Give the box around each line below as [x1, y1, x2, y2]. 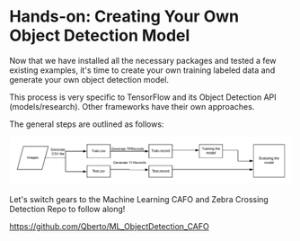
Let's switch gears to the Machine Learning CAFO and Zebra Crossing [9, 194, 269, 205]
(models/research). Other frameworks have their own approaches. [9, 101, 255, 112]
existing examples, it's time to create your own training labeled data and [9, 65, 276, 76]
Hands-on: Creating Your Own [9, 6, 240, 27]
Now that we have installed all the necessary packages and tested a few [9, 55, 277, 66]
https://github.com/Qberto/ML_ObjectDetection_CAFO [9, 221, 209, 232]
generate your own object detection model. [9, 74, 169, 85]
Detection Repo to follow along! [9, 204, 126, 215]
